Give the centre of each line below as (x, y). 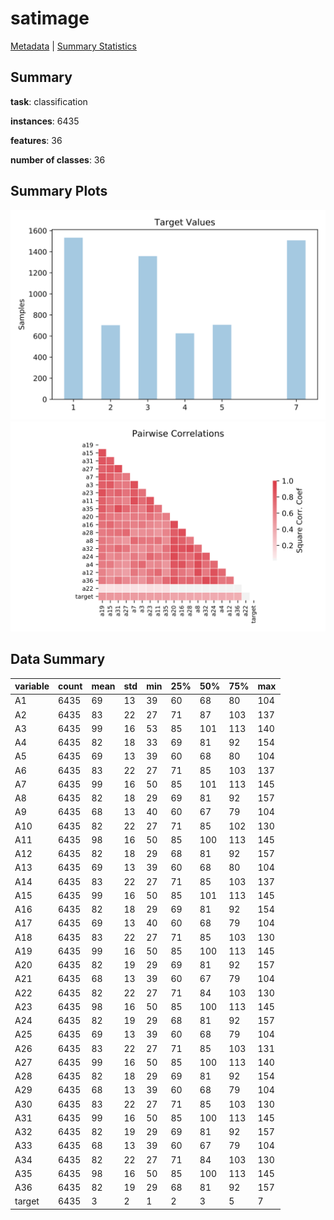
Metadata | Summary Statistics (73, 46)
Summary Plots (59, 191)
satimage (50, 18)
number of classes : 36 (58, 159)
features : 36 (36, 140)
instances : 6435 (45, 121)
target (27, 1201)
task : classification (49, 101)
